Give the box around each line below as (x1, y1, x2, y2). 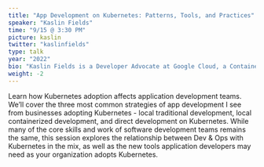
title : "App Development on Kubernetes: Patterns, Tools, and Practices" (8, 11, 255, 20)
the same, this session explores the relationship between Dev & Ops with (8, 133, 244, 142)
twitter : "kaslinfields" (8, 41, 90, 49)
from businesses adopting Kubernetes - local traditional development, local (8, 107, 252, 118)
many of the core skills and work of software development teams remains (8, 125, 246, 134)
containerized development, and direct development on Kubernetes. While (8, 116, 249, 125)
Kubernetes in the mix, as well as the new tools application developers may (8, 141, 251, 151)
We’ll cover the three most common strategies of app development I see (8, 100, 242, 109)
